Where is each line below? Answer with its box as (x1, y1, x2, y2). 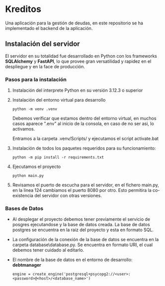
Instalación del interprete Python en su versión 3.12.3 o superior (12, 87, 143, 93)
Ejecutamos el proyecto (12, 163, 61, 170)
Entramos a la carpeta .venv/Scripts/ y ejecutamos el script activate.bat (12, 136, 159, 142)
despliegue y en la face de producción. (5, 63, 85, 69)
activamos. (12, 126, 35, 132)
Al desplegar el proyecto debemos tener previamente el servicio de (12, 216, 151, 222)
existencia (12, 193, 34, 199)
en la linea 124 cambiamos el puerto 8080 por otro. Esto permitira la (12, 187, 152, 193)
